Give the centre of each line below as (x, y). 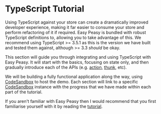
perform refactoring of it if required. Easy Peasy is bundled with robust (76, 32)
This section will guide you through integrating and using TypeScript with (78, 57)
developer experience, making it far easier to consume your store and (75, 27)
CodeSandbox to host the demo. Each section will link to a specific (72, 82)
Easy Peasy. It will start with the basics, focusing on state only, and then (77, 62)
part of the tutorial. (24, 92)
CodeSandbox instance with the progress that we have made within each (78, 87)
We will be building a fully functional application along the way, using (74, 76)
